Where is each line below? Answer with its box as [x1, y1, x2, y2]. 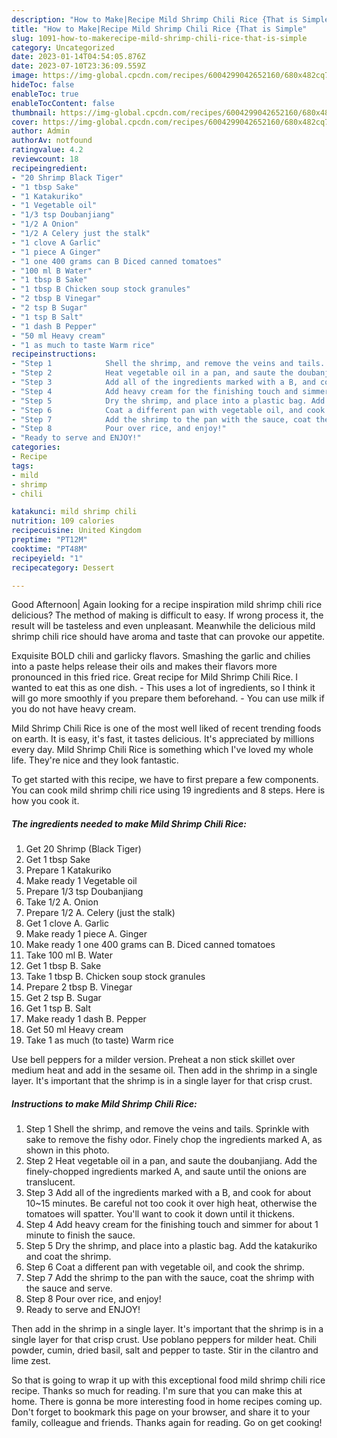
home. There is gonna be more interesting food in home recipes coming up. [11, 1396, 323, 1408]
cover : [11, 117, 39, 127]
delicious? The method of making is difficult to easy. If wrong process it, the [11, 609, 324, 621]
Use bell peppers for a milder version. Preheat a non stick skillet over [11, 1054, 296, 1066]
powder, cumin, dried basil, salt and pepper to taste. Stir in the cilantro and [11, 1344, 319, 1356]
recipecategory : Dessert [11, 562, 115, 573]
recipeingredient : [11, 163, 88, 173]
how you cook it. [11, 795, 80, 807]
